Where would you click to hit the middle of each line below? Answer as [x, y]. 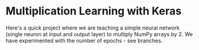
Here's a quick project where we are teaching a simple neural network [93, 28]
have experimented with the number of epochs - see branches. [84, 40]
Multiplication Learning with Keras [94, 11]
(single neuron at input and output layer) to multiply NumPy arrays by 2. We [99, 34]
